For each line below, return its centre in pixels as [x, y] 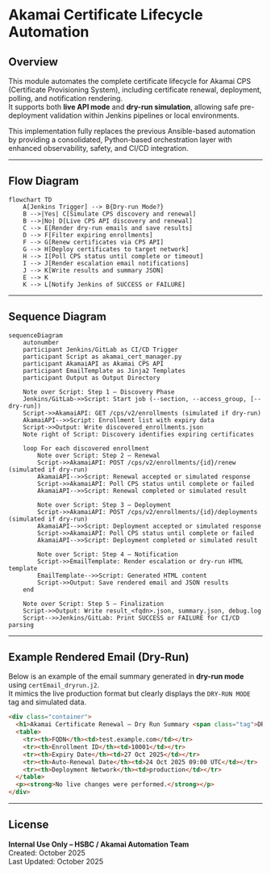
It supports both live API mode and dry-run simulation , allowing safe [123, 107]
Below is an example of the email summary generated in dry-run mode [126, 676]
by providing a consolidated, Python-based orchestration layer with [120, 140]
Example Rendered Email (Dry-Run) [99, 657]
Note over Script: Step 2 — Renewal [99, 455]
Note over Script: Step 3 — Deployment [104, 505]
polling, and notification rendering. [66, 98]
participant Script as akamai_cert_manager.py [102, 357]
